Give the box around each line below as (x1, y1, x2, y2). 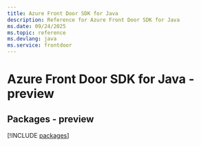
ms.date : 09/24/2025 (7, 23, 67, 29)
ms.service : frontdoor (7, 42, 72, 49)
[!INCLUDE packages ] (7, 132, 70, 139)
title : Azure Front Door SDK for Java (7, 10, 118, 17)
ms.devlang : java (7, 36, 57, 42)
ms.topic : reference (7, 29, 67, 36)
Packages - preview (7, 113, 94, 125)
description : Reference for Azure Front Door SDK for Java (7, 16, 180, 23)
